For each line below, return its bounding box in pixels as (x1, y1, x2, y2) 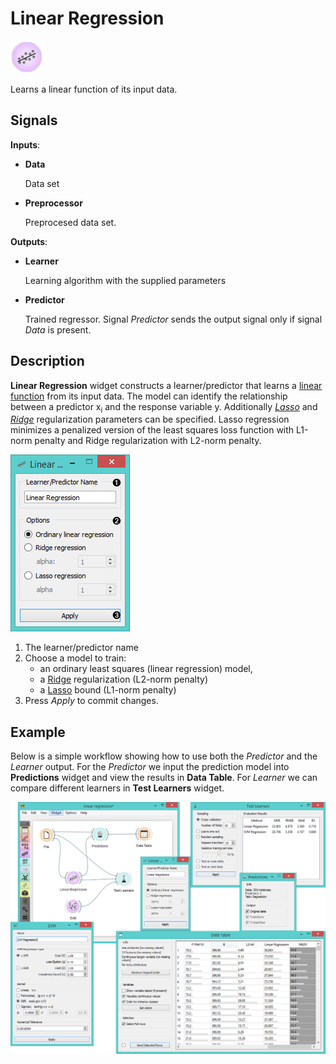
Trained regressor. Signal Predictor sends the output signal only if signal (24, 313, 323, 325)
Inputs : (10, 138, 41, 151)
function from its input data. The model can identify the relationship (10, 390, 288, 402)
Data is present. (24, 323, 92, 336)
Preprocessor (24, 197, 83, 209)
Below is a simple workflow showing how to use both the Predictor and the (10, 750, 318, 762)
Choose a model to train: (24, 652, 127, 664)
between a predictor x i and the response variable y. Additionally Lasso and (10, 400, 318, 415)
